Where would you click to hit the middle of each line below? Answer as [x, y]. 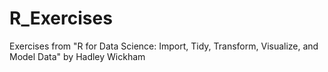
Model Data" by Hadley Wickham [77, 56]
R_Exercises [61, 18]
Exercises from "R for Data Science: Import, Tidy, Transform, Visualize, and [164, 46]
